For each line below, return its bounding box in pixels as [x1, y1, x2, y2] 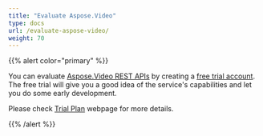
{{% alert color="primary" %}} [8, 56, 109, 66]
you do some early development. [8, 89, 118, 98]
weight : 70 [8, 34, 45, 42]
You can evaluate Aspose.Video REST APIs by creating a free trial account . [8, 71, 255, 81]
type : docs [8, 19, 45, 27]
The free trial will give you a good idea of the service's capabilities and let [8, 80, 253, 90]
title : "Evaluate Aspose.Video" [8, 11, 116, 20]
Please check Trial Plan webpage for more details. [8, 104, 174, 114]
